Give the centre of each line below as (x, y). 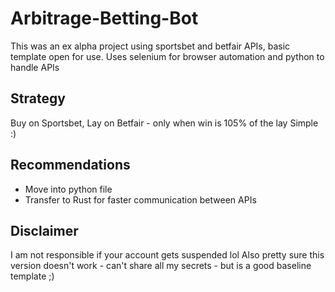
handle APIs (35, 67)
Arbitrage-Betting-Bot (104, 18)
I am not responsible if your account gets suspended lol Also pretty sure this (167, 255)
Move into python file (68, 189)
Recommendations (70, 165)
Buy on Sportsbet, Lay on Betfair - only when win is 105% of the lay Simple (164, 123)
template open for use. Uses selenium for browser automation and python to (167, 56)
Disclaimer (44, 230)
